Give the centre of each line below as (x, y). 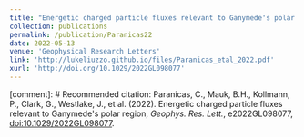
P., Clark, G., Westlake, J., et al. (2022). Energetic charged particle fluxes (146, 103)
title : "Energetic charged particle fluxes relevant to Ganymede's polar (152, 18)
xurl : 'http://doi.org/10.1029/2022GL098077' (97, 69)
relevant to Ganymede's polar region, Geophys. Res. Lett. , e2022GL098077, (151, 113)
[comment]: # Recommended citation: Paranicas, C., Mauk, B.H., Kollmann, (150, 94)
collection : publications (58, 26)
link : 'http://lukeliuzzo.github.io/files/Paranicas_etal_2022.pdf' (142, 60)
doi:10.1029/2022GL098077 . (62, 122)
